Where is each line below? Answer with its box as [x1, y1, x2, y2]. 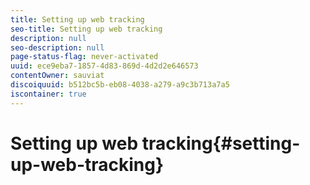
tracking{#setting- [141, 132, 301, 155]
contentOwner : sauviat [10, 71, 105, 81]
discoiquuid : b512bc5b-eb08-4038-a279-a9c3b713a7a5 [10, 80, 230, 90]
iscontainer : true [10, 89, 87, 99]
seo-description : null [10, 42, 105, 53]
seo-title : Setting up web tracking [10, 24, 163, 34]
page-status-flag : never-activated [10, 52, 159, 62]
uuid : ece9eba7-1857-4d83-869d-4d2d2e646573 [10, 61, 199, 71]
